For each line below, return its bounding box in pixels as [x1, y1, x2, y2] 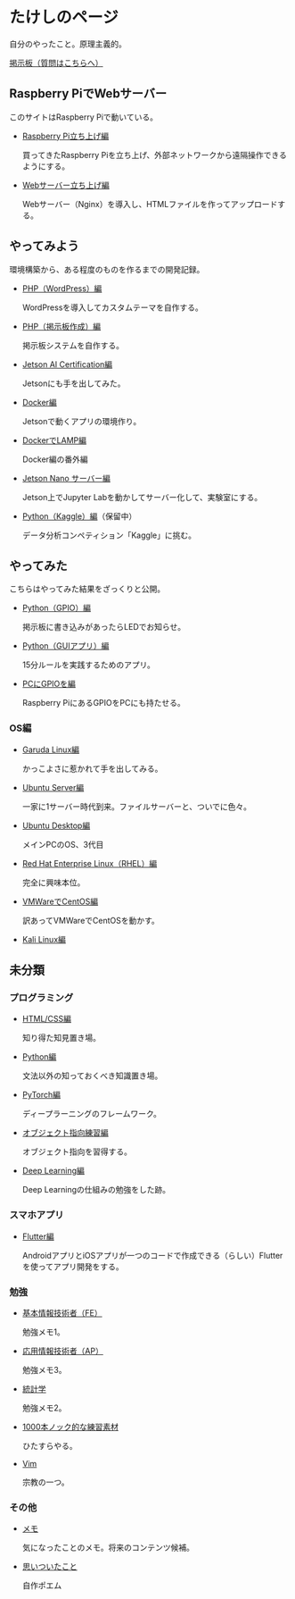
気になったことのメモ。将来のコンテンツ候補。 [21, 1542, 194, 1553]
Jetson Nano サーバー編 [21, 473, 111, 483]
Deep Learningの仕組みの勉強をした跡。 [21, 1185, 171, 1195]
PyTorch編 [21, 1090, 61, 1101]
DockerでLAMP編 [21, 434, 87, 446]
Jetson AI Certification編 [21, 358, 113, 370]
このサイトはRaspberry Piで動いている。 [9, 112, 159, 122]
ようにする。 [21, 161, 70, 172]
